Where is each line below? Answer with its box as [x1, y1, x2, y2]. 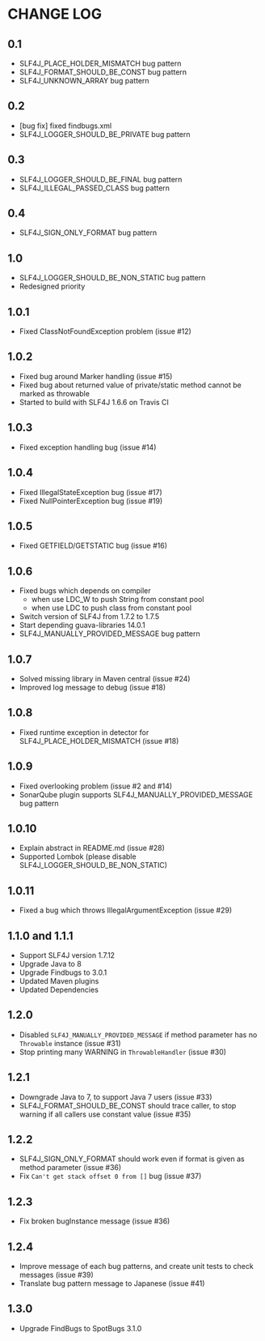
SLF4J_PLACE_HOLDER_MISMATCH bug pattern [19, 58, 182, 68]
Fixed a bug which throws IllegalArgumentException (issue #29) [19, 905, 233, 916]
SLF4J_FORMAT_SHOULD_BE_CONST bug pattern [19, 67, 187, 77]
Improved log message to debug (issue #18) [19, 682, 166, 692]
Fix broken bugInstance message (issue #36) [19, 1216, 170, 1226]
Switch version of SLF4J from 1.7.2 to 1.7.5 [19, 612, 159, 621]
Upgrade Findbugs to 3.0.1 [19, 967, 107, 977]
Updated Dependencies [19, 985, 99, 994]
